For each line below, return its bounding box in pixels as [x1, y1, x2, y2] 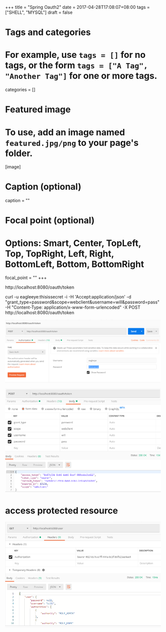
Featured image [5, 104, 71, 115]
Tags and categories [5, 27, 91, 38]
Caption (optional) [5, 181, 82, 192]
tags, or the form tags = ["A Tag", [5, 60, 148, 71]
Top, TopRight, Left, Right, [5, 248, 115, 259]
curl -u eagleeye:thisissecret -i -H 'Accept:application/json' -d [5, 294, 132, 300]
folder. [5, 148, 33, 159]
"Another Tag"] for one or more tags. [5, 70, 158, 82]
